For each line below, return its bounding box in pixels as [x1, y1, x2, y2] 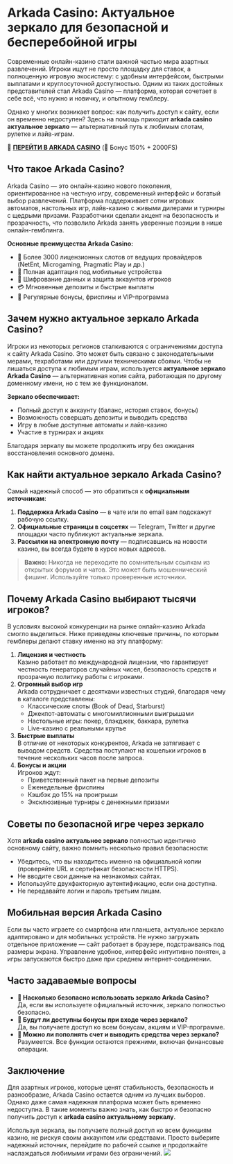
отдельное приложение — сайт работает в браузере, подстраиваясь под [7, 940, 225, 948]
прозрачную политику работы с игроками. [17, 673, 144, 681]
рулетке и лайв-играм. [7, 130, 75, 138]
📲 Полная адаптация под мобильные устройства [17, 267, 162, 275]
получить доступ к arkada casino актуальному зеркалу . [7, 1113, 175, 1121]
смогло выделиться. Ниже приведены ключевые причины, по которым [7, 630, 219, 638]
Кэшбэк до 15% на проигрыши [27, 791, 118, 799]
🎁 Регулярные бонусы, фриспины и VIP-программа [17, 293, 169, 301]
